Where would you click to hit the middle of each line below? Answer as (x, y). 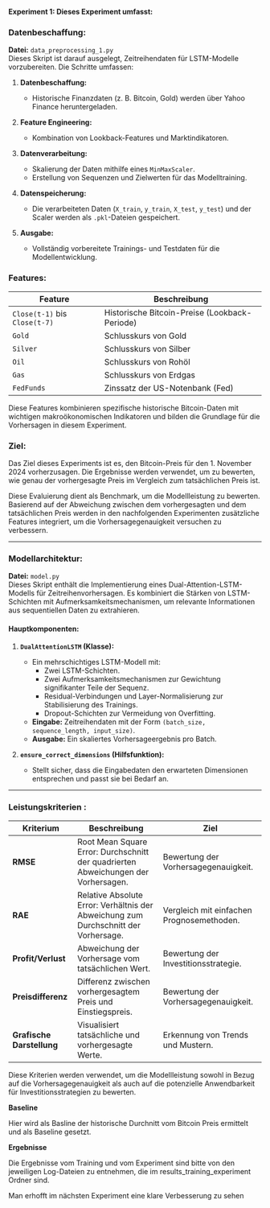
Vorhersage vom (109, 959)
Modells (21, 593)
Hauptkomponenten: (44, 629)
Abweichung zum (110, 915)
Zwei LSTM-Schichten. (82, 670)
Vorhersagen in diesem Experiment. (67, 425)
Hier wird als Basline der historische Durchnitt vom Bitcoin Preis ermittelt (129, 1123)
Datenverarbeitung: (53, 154)
